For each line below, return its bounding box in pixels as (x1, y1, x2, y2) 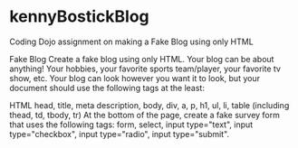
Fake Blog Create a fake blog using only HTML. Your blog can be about (9, 53, 274, 64)
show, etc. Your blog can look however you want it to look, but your (9, 72, 261, 83)
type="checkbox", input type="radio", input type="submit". (9, 128, 229, 139)
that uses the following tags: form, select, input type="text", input (9, 119, 254, 130)
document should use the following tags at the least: (9, 82, 206, 93)
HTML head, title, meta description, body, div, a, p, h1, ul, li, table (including (9, 99, 290, 110)
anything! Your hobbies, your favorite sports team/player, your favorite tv (9, 63, 281, 74)
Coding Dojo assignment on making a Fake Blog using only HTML (9, 36, 254, 47)
